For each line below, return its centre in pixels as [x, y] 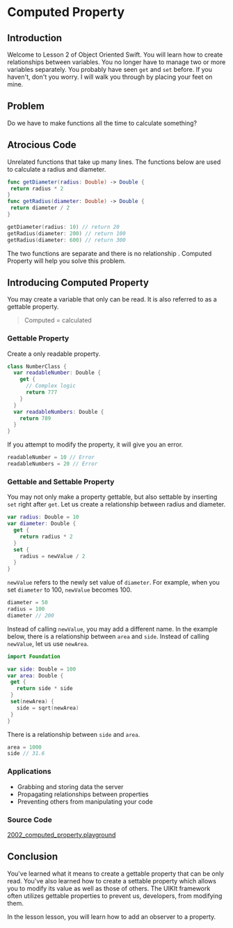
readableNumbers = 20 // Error [53, 464]
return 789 [35, 418]
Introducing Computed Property [78, 282]
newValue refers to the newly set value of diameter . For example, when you [114, 583]
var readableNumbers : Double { [59, 412]
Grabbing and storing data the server [70, 786]
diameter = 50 [28, 603]
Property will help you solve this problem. [67, 261]
